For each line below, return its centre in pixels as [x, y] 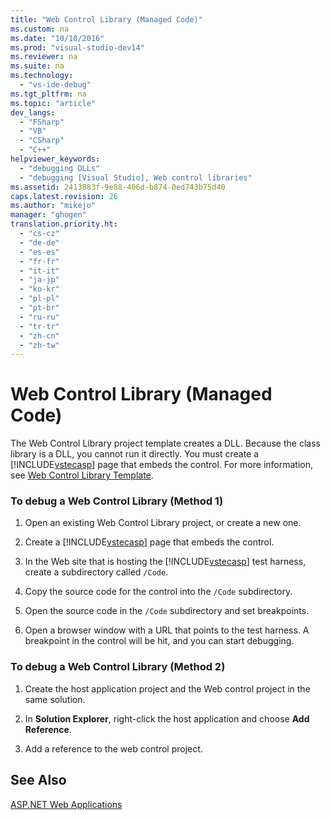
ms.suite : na [37, 66]
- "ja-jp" [39, 280]
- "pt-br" [39, 308]
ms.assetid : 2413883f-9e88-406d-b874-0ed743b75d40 [118, 187]
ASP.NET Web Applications [66, 804]
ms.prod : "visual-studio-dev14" [77, 47]
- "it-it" [39, 271]
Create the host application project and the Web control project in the [167, 688]
